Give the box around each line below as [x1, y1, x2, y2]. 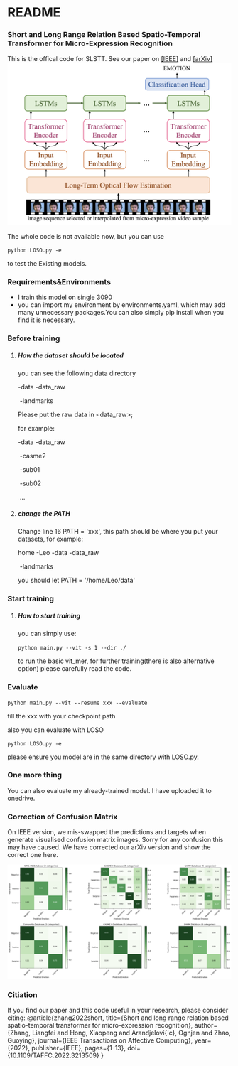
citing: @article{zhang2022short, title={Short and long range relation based [7, 1013, 229, 1022]
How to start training [17, 611, 81, 620]
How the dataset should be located [17, 351, 124, 360]
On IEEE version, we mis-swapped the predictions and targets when [7, 828, 207, 836]
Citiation [7, 989, 38, 999]
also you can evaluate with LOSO [7, 726, 104, 734]
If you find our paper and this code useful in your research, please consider [7, 1006, 229, 1015]
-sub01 [19, 465, 40, 474]
